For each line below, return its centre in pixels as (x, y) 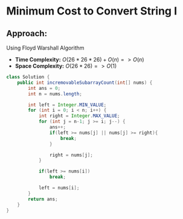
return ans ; (43, 199)
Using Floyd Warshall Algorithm (45, 48)
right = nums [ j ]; (71, 155)
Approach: (27, 33)
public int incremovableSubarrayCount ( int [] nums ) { (85, 83)
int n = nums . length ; (55, 94)
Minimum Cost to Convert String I (92, 11)
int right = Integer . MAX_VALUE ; (79, 116)
